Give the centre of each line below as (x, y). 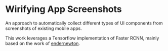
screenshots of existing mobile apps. (44, 28)
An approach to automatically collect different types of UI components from (84, 23)
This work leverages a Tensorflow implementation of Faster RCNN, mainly (82, 38)
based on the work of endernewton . (43, 43)
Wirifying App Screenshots (64, 9)
